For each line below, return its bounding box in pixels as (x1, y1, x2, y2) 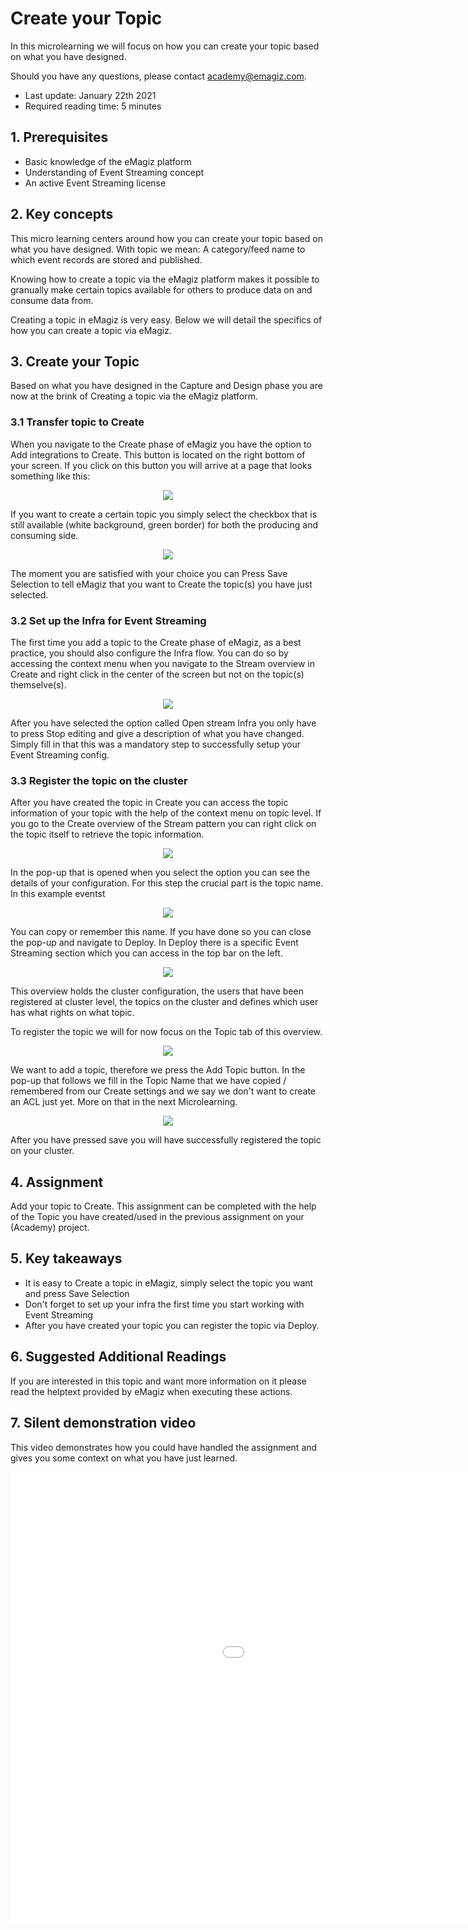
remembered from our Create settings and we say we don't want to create (10, 1085, 317, 1097)
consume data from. (10, 294, 94, 306)
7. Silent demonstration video (10, 1415, 197, 1432)
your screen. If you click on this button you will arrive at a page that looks (10, 459, 313, 471)
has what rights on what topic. (10, 1007, 135, 1019)
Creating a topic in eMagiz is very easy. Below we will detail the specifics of (10, 313, 323, 326)
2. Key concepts (10, 206, 114, 223)
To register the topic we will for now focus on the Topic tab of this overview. (10, 1026, 323, 1038)
